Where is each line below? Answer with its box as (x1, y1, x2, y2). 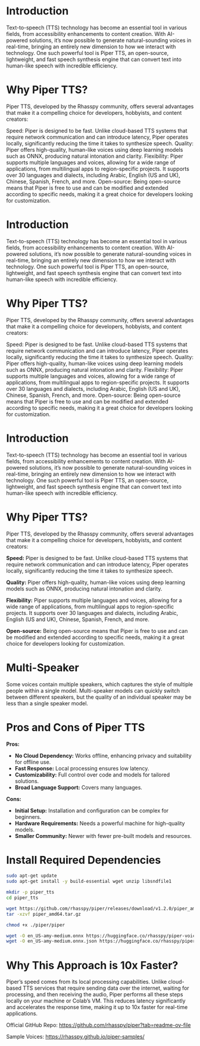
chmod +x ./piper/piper (6, 922, 65, 928)
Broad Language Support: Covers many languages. (14, 784, 143, 791)
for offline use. (14, 758, 51, 766)
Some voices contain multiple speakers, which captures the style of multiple (6, 680, 193, 688)
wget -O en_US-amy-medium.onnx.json (6, 938, 97, 944)
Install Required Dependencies (6, 853, 161, 867)
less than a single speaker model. (6, 699, 88, 706)
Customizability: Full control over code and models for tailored (14, 771, 170, 778)
